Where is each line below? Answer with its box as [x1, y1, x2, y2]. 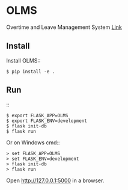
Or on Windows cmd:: [6, 139, 60, 146]
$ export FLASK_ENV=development [6, 118, 87, 124]
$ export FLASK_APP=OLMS [6, 112, 69, 118]
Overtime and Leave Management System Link [6, 23, 122, 31]
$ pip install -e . [6, 69, 55, 75]
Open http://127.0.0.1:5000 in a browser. [6, 177, 105, 184]
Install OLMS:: [6, 57, 41, 64]
